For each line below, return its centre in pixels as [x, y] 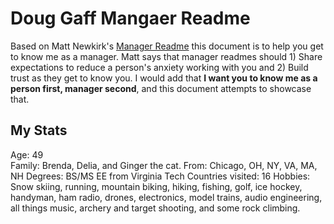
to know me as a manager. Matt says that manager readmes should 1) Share [166, 56]
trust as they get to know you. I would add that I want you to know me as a [164, 78]
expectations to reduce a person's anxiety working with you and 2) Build [159, 67]
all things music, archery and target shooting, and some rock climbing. [155, 208]
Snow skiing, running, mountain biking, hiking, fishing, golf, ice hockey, [156, 186]
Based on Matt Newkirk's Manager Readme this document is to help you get [167, 46]
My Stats [39, 130]
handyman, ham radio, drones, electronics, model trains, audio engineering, [166, 197]
